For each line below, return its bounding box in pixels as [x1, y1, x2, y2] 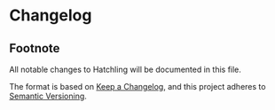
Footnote [9, 41, 60, 56]
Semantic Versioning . [9, 90, 87, 101]
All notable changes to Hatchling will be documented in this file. [9, 64, 242, 75]
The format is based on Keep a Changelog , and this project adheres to [9, 82, 266, 91]
